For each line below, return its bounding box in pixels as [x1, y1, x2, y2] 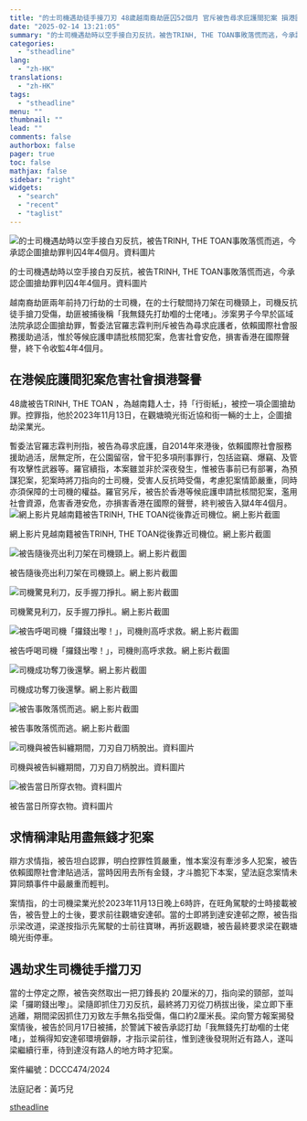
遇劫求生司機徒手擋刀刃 [9, 961, 142, 977]
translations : [9, 73, 64, 82]
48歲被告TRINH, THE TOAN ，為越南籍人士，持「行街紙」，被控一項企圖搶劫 [9, 398, 296, 409]
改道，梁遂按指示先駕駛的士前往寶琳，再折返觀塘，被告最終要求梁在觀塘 [25, 921, 298, 932]
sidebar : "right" [9, 175, 76, 184]
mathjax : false [9, 166, 68, 176]
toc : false [9, 157, 51, 167]
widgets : [9, 184, 43, 193]
